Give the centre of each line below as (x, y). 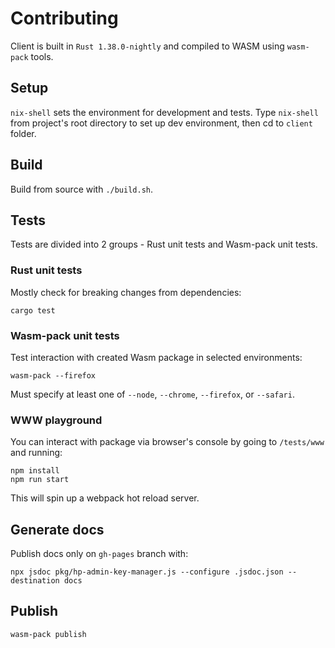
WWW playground (56, 420)
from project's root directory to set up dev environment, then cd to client (161, 123)
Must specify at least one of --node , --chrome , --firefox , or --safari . (152, 394)
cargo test (33, 310)
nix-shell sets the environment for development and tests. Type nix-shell (164, 112)
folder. (23, 133)
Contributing (64, 18)
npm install (35, 471)
